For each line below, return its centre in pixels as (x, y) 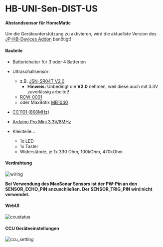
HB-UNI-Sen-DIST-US (52, 9)
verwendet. (17, 194)
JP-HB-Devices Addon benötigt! (38, 39)
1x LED (27, 141)
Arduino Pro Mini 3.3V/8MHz (42, 122)
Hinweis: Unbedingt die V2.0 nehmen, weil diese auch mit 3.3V (93, 86)
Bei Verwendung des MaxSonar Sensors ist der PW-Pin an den (71, 184)
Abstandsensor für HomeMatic (38, 22)
